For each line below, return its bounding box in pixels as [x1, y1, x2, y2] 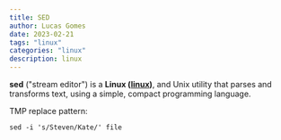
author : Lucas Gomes [9, 21, 87, 30]
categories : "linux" [9, 46, 87, 55]
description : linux [9, 54, 83, 63]
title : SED [9, 12, 50, 22]
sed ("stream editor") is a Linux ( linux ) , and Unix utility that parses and [9, 79, 272, 89]
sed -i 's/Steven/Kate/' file [9, 123, 123, 132]
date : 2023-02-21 [9, 29, 75, 38]
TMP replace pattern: [9, 106, 88, 116]
